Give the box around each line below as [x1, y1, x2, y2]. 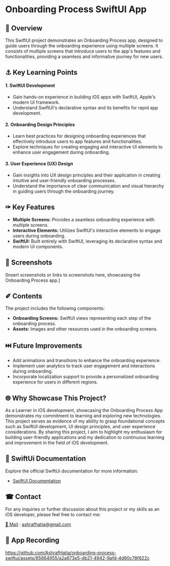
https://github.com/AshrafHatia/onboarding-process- [5, 549, 116, 555]
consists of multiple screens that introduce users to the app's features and [5, 48, 161, 54]
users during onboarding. [12, 232, 66, 239]
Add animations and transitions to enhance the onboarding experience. [12, 358, 161, 364]
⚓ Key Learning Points [5, 68, 77, 77]
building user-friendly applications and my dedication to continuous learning [5, 434, 164, 440]
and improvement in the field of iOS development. [5, 440, 109, 446]
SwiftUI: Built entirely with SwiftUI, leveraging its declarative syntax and [12, 238, 162, 244]
